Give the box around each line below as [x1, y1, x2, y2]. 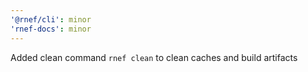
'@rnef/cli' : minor [10, 14, 92, 25]
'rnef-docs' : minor [10, 24, 92, 34]
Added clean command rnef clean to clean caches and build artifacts [10, 51, 298, 63]
